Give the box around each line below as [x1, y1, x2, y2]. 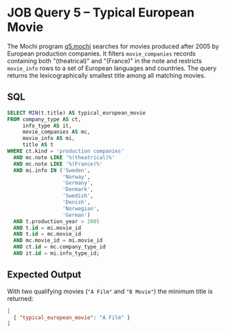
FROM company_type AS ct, [7, 115, 81, 123]
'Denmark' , [62, 186, 94, 193]
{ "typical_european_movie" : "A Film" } [13, 314, 131, 321]
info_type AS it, [22, 122, 72, 129]
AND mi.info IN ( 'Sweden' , [13, 167, 91, 174]
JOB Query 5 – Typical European [7, 5, 194, 21]
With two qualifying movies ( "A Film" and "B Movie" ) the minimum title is [7, 287, 213, 295]
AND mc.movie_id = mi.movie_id [13, 237, 103, 244]
